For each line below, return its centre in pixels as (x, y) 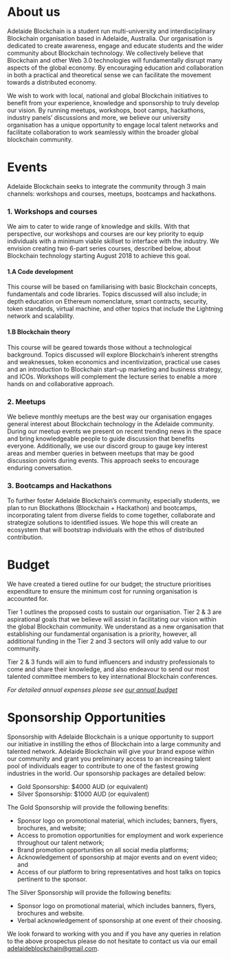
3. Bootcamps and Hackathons (59, 485)
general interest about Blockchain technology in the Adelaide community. (111, 423)
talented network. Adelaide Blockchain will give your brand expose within (111, 752)
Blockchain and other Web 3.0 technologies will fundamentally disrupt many (115, 60)
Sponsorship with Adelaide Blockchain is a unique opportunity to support (111, 737)
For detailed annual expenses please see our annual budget (92, 690)
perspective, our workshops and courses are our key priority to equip (106, 234)
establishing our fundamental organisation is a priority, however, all (102, 634)
